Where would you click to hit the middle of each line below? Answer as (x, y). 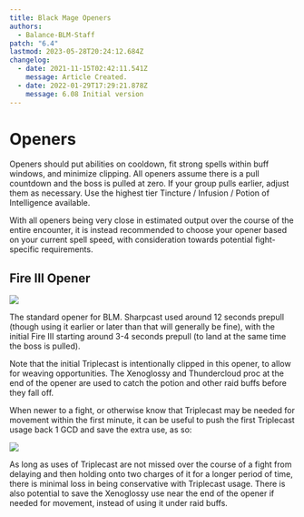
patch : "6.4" (34, 43)
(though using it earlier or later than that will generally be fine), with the (142, 327)
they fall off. (32, 393)
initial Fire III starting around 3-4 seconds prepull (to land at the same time (148, 337)
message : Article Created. (77, 77)
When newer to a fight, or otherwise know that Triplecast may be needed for (152, 411)
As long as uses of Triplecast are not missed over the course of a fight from (151, 464)
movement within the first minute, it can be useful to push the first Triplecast (152, 421)
